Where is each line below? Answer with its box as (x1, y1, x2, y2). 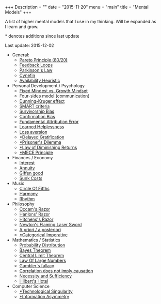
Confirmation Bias (19, 114, 56, 119)
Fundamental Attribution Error (19, 119, 79, 124)
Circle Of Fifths (19, 186, 50, 191)
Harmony (19, 191, 38, 197)
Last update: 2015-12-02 (5, 43, 54, 48)
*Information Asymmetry (19, 294, 69, 299)
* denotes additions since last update (5, 33, 80, 39)
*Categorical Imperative (19, 232, 68, 238)
